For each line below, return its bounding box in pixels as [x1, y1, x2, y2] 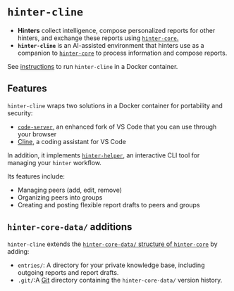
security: [7, 108, 33, 117]
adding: [7, 247, 30, 255]
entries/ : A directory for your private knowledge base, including [17, 261, 205, 269]
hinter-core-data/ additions [7, 221, 133, 233]
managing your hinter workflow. [7, 158, 102, 167]
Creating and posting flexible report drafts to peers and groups [17, 200, 200, 209]
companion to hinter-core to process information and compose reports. [17, 48, 228, 57]
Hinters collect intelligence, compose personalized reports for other [17, 26, 216, 34]
